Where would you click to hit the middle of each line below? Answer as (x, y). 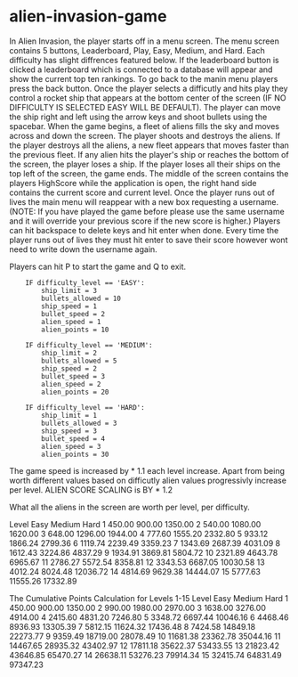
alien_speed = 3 (71, 446)
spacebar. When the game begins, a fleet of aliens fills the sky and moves (145, 126)
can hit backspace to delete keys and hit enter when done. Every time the (144, 230)
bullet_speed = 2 (73, 314)
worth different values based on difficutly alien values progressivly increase (148, 480)
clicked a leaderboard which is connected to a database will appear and (141, 69)
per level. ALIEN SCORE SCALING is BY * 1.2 (91, 489)
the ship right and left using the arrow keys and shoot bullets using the (138, 117)
